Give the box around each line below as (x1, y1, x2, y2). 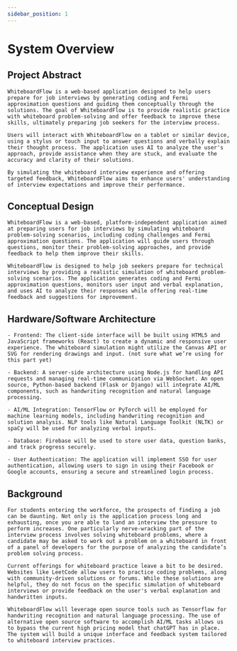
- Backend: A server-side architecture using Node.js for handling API (7, 369, 224, 376)
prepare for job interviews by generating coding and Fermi (7, 94, 189, 102)
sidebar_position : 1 (7, 10, 69, 18)
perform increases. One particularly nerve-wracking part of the (7, 525, 204, 532)
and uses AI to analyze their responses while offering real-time (7, 288, 208, 295)
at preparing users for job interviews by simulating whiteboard (7, 225, 204, 233)
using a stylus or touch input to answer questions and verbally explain (7, 138, 231, 145)
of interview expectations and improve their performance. (7, 181, 186, 188)
